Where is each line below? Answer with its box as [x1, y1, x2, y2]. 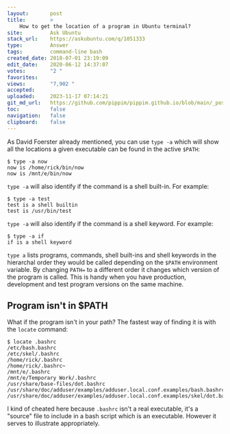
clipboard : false [7, 118, 66, 126]
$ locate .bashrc [7, 339, 57, 345]
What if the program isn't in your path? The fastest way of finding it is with [7, 318, 216, 326]
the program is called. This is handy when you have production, [7, 273, 187, 281]
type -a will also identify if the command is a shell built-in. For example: [7, 182, 209, 190]
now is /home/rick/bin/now [7, 164, 84, 171]
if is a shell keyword [7, 238, 72, 246]
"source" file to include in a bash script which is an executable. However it [7, 412, 217, 420]
